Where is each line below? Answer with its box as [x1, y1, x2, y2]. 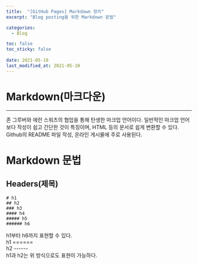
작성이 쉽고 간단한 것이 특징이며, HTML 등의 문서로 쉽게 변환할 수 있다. [16, 123, 179, 130]
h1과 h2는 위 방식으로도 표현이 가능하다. [6, 252, 98, 259]
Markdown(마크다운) [6, 90, 106, 103]
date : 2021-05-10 [6, 57, 49, 63]
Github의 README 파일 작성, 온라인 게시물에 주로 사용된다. [6, 131, 143, 138]
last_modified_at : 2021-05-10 [6, 62, 81, 68]
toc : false [6, 41, 33, 47]
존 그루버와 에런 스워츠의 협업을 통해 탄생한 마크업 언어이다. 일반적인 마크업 [6, 116, 179, 123]
